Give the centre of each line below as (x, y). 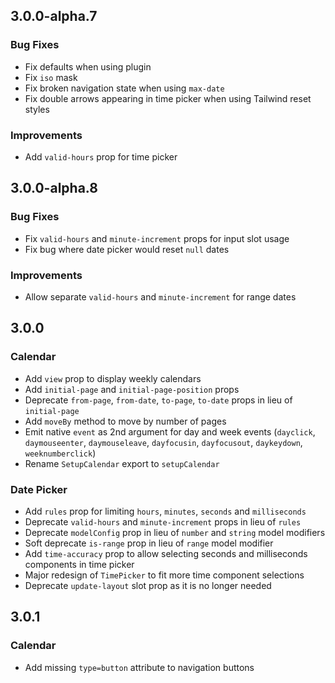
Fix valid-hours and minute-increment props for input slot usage (157, 238)
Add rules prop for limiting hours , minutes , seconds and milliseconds (165, 511)
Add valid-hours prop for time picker (101, 156)
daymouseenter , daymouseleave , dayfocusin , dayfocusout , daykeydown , (163, 442)
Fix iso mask (51, 77)
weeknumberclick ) (60, 453)
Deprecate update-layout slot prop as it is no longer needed (148, 585)
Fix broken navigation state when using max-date (124, 88)
